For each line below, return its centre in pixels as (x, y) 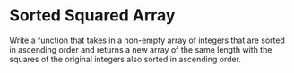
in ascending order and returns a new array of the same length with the (141, 49)
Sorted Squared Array (92, 16)
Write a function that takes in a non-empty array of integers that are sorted (147, 40)
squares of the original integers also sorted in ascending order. (125, 59)
